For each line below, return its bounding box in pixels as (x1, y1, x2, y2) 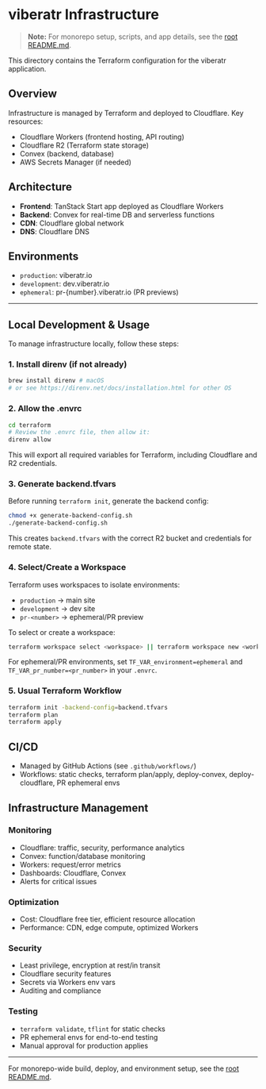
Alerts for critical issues (19, 876, 97, 886)
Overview (8, 87, 58, 101)
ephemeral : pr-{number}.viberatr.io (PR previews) (19, 287, 180, 297)
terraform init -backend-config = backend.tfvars (8, 703, 169, 711)
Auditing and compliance (19, 986, 101, 995)
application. (8, 63, 47, 73)
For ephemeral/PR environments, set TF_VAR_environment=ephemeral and (8, 657, 243, 667)
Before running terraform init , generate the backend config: (8, 496, 209, 506)
